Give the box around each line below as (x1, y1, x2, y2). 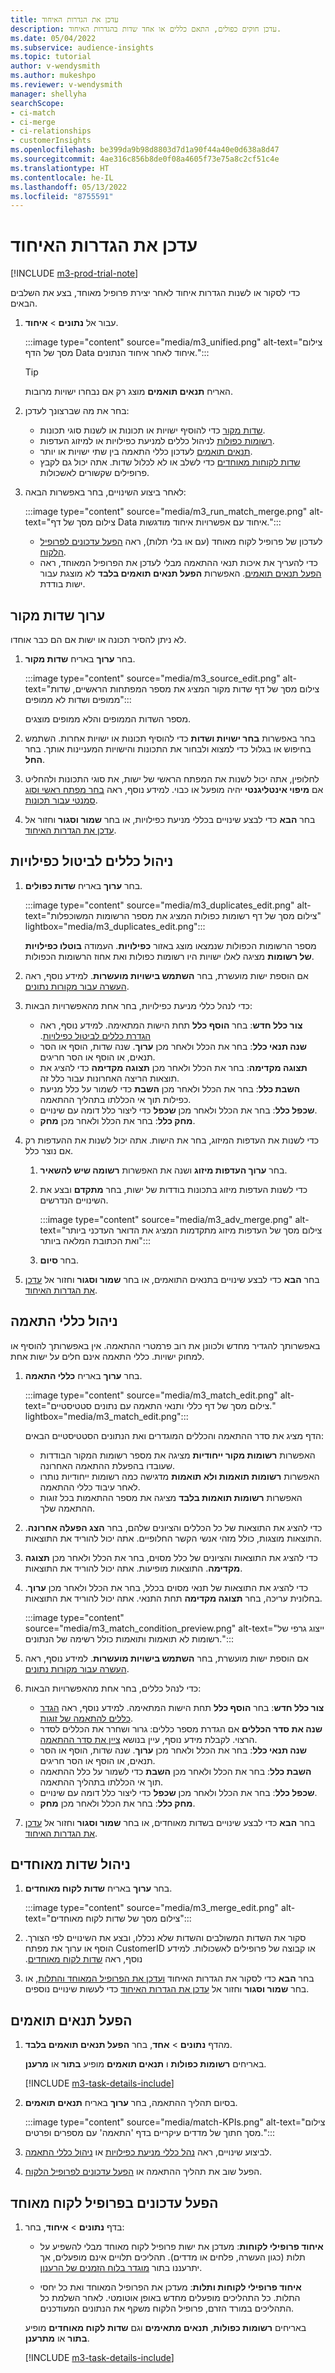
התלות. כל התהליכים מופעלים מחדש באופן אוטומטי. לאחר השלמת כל (39, 2292, 301, 2304)
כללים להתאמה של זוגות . (39, 1712, 134, 1724)
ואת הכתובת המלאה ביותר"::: (39, 1234, 151, 1246)
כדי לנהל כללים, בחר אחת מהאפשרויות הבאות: (24, 1682, 202, 1694)
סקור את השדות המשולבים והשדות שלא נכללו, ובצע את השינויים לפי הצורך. (24, 1932, 307, 1944)
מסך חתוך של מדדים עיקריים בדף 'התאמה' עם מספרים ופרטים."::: (24, 2127, 276, 2139)
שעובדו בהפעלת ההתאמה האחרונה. (39, 1459, 175, 1471)
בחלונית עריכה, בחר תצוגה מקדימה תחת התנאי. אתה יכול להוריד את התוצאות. (24, 1592, 323, 1604)
